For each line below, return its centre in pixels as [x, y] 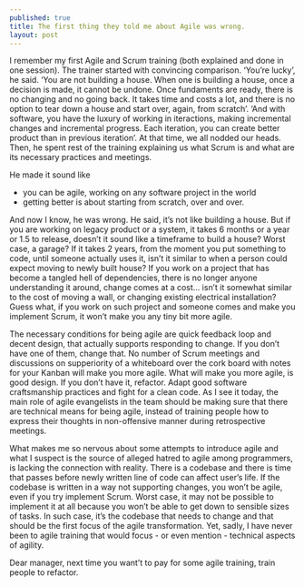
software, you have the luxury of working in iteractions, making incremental [151, 118]
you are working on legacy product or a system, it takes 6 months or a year [150, 229]
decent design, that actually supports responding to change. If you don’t [144, 344]
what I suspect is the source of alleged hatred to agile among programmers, [151, 458]
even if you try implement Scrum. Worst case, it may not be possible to [142, 497]
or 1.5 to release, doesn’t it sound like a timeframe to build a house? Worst [147, 239]
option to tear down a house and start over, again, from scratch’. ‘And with [147, 109]
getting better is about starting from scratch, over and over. [133, 202]
